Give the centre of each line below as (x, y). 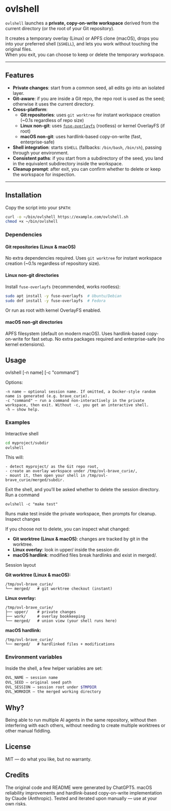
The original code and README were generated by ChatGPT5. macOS (79, 787)
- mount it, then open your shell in (45, 476)
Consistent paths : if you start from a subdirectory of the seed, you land (88, 158)
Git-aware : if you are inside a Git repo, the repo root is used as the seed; (89, 98)
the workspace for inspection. (44, 174)
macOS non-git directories (34, 322)
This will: (15, 458)
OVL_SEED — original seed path (38, 682)
